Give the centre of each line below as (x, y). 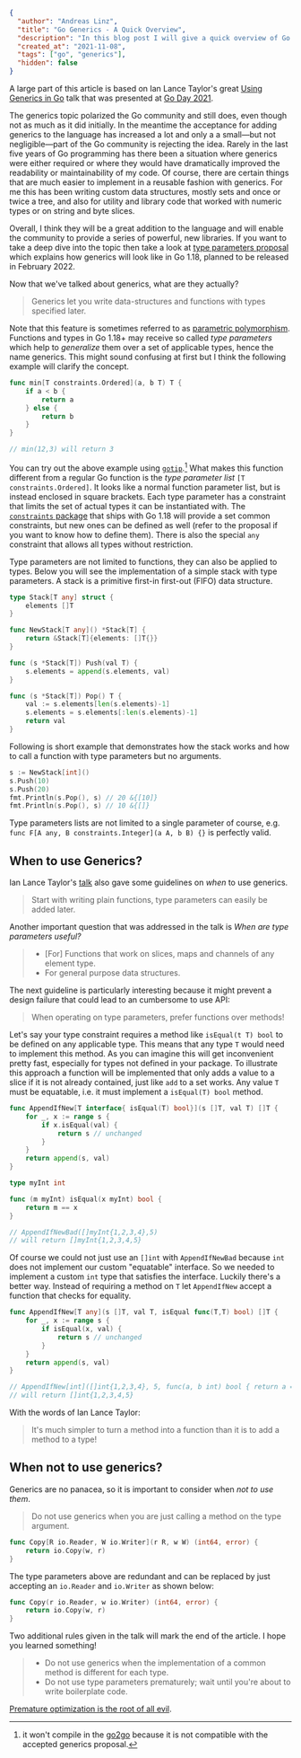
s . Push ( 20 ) (30, 789)
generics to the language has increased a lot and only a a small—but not (142, 134)
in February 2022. (43, 266)
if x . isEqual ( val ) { (80, 1125)
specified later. (59, 311)
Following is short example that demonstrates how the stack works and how (149, 746)
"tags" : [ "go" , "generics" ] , (72, 55)
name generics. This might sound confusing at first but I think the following (148, 357)
